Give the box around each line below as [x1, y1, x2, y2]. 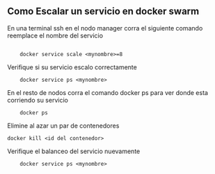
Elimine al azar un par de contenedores [7, 121, 120, 130]
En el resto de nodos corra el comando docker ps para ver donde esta [7, 88, 209, 96]
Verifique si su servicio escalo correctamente [7, 62, 137, 71]
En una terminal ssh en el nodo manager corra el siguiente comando [7, 24, 203, 32]
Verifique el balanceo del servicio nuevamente [7, 147, 141, 155]
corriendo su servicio [7, 96, 68, 104]
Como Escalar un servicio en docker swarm [7, 6, 200, 17]
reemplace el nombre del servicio [7, 31, 103, 40]
